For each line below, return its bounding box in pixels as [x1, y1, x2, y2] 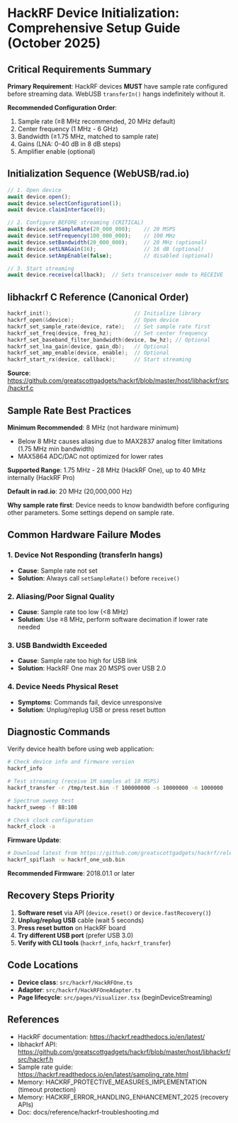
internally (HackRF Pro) [7, 473, 76, 481]
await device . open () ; [7, 193, 72, 200]
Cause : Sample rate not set [17, 566, 98, 575]
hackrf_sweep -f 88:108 [7, 803, 78, 811]
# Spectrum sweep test [7, 797, 74, 804]
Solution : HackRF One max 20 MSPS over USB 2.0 [17, 664, 166, 673]
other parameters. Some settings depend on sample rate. [7, 508, 175, 517]
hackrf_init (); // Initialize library [7, 310, 201, 317]
